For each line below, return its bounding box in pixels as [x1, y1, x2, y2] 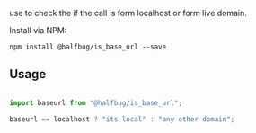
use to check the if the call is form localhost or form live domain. [9, 8, 247, 18]
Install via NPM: [9, 25, 67, 35]
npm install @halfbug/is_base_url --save [9, 42, 167, 51]
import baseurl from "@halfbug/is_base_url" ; [9, 98, 182, 107]
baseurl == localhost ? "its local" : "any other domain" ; [9, 114, 235, 124]
